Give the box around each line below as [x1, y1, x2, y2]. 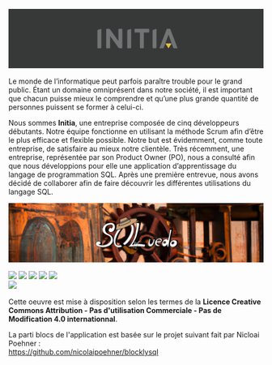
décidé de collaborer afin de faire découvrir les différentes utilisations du [8, 178, 251, 188]
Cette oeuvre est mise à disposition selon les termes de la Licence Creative [8, 297, 261, 307]
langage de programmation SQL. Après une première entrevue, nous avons [8, 170, 259, 179]
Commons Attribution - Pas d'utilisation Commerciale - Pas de [8, 306, 223, 316]
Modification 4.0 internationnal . [8, 314, 118, 324]
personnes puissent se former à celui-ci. [8, 102, 144, 112]
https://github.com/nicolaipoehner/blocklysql [8, 347, 159, 357]
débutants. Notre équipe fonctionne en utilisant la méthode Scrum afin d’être [8, 127, 264, 136]
